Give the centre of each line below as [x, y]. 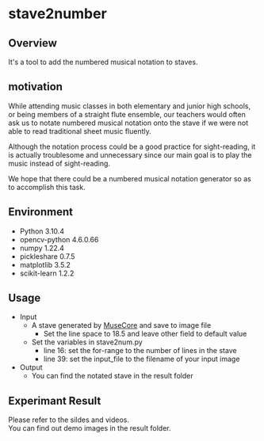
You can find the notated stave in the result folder [112, 376]
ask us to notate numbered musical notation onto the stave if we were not [128, 123]
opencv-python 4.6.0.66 [59, 239]
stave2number [57, 14]
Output [31, 367]
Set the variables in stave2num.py [87, 342]
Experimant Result [55, 401]
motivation [36, 87]
